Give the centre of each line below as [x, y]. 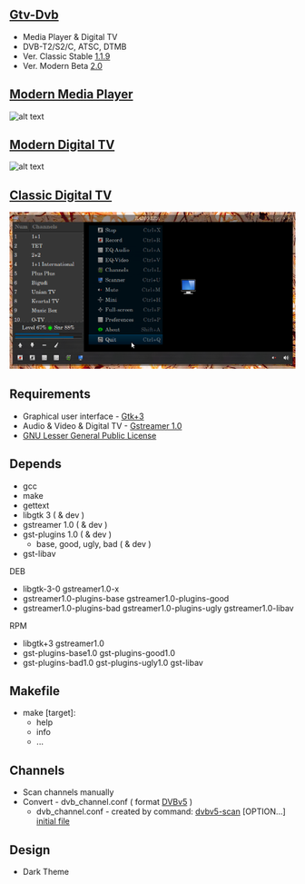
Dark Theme [46, 872]
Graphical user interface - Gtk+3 [83, 416]
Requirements [50, 394]
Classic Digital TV [61, 195]
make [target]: [49, 713]
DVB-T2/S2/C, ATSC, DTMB [74, 46]
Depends [35, 464]
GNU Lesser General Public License [89, 435]
